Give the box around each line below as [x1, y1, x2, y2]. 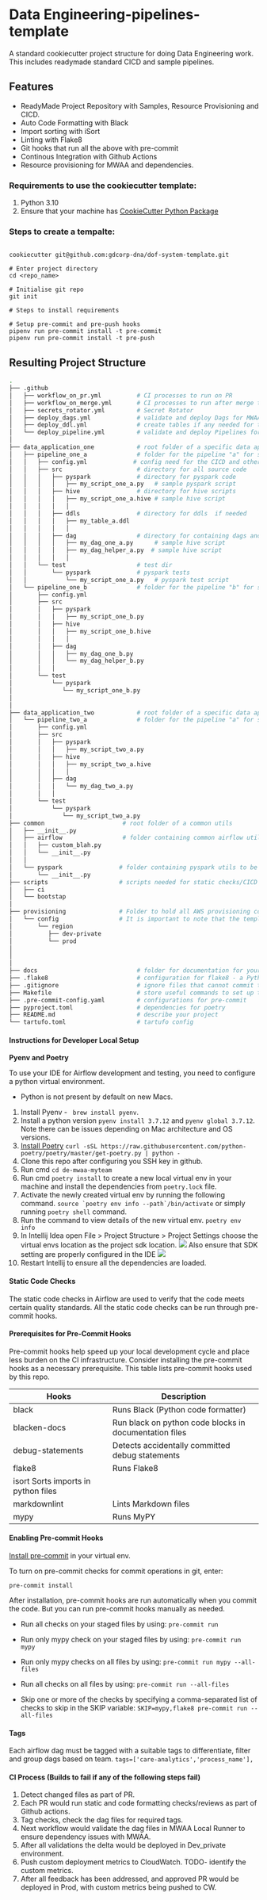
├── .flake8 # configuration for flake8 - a [9, 974, 244, 983]
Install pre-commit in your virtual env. [9, 1550, 132, 1560]
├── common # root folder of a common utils [9, 819, 233, 827]
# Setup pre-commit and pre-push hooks [9, 320, 141, 328]
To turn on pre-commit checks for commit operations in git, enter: [9, 1566, 223, 1576]
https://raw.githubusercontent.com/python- [101, 1143, 246, 1151]
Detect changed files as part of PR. [20, 1790, 135, 1799]
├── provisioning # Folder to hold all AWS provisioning [9, 908, 250, 916]
